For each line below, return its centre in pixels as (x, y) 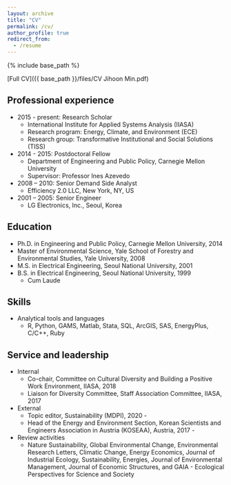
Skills (19, 302)
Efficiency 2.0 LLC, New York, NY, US (81, 190)
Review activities (41, 438)
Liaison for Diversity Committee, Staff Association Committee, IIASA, (124, 394)
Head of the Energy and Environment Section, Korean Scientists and (124, 423)
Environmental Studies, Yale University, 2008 (81, 258)
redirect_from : (29, 39)
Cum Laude (44, 280)
